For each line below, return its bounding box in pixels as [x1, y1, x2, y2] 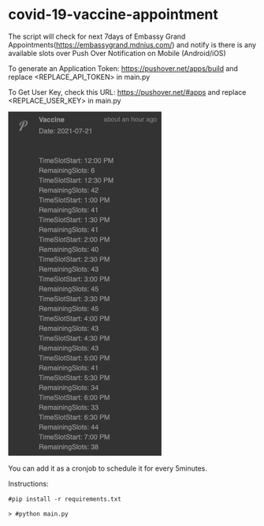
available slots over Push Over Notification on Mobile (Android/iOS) [8, 48, 226, 58]
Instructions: [8, 479, 49, 488]
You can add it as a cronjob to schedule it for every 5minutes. [8, 464, 207, 473]
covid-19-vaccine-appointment [8, 6, 219, 24]
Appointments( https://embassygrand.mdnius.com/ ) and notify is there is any [8, 39, 257, 49]
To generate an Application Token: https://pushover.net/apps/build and [8, 63, 239, 73]
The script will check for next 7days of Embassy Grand [8, 32, 186, 41]
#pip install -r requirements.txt [8, 495, 122, 503]
